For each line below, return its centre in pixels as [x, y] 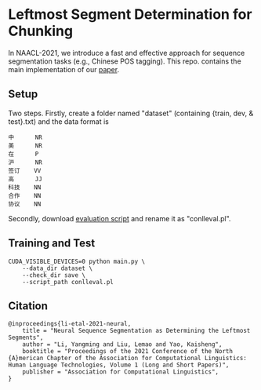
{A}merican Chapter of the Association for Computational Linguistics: [127, 359]
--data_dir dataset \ [57, 268]
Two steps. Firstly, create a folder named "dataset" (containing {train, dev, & [131, 113]
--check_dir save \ [54, 275]
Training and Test [52, 244]
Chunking [40, 31]
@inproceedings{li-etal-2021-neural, [70, 324]
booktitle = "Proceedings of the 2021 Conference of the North [128, 352]
